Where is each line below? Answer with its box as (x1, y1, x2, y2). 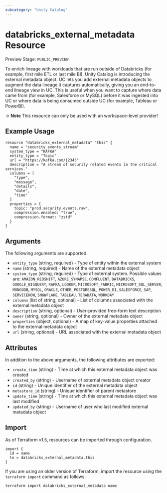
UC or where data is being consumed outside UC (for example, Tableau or (5, 97, 158, 103)
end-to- (140, 81, 156, 87)
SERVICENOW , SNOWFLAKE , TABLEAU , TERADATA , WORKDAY (12, 292, 115, 298)
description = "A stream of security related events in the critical (9, 162, 157, 167)
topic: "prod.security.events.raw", (14, 206, 91, 211)
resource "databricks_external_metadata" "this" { (5, 140, 113, 145)
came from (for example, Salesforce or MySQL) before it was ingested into (5, 92, 159, 98)
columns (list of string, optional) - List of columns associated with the (12, 297, 153, 303)
